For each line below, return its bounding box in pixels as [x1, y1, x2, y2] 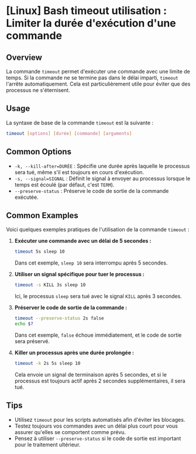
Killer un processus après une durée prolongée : [14, 349, 135, 356]
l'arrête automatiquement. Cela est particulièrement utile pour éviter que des [6, 80, 191, 87]
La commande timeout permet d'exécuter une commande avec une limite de [6, 68, 190, 74]
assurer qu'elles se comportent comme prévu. [14, 428, 126, 435]
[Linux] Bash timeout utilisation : [6, 4, 167, 18]
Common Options [6, 147, 72, 157]
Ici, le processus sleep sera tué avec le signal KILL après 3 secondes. [14, 293, 183, 300]
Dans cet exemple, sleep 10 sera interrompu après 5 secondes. [14, 259, 168, 266]
